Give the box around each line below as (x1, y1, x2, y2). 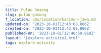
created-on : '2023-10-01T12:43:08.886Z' (5, 26, 92, 31)
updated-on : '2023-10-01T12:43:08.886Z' (5, 21, 92, 27)
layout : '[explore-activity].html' (5, 36, 80, 41)
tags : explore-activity (5, 40, 56, 45)
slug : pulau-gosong (5, 12, 46, 17)
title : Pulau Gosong (5, 7, 49, 13)
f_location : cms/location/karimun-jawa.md (5, 17, 96, 22)
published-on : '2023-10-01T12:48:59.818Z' (5, 31, 96, 36)
